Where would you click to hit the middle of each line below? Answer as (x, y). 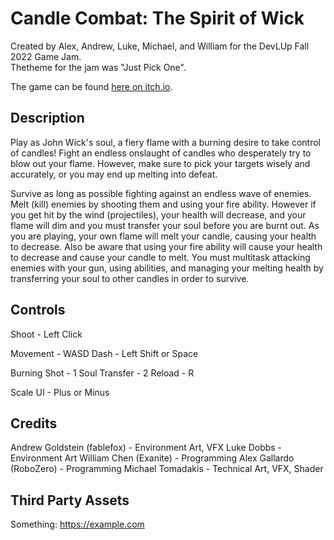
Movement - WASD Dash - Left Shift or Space (104, 353)
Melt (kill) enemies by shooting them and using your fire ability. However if (163, 204)
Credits (34, 423)
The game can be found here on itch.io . (91, 86)
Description (47, 118)
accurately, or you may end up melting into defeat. (114, 174)
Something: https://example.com (77, 524)
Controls (38, 310)
